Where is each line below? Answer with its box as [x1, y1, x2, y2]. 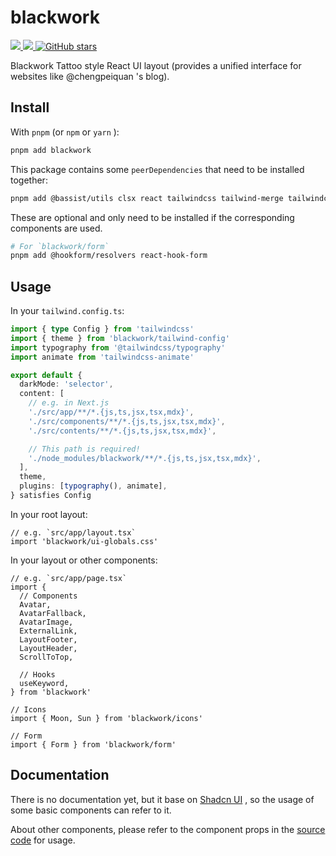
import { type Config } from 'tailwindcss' [10, 324, 195, 335]
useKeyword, [19, 678, 70, 688]
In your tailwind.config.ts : [10, 305, 125, 317]
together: [10, 174, 48, 186]
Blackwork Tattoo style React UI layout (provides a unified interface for [10, 59, 302, 71]
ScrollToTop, [19, 652, 74, 662]
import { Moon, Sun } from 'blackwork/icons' [10, 713, 203, 723]
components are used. [10, 222, 103, 234]
